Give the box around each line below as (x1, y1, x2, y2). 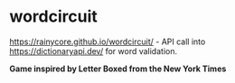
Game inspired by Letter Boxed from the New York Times (9, 63, 227, 74)
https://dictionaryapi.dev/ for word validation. (9, 45, 178, 56)
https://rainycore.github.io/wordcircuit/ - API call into (9, 36, 206, 47)
